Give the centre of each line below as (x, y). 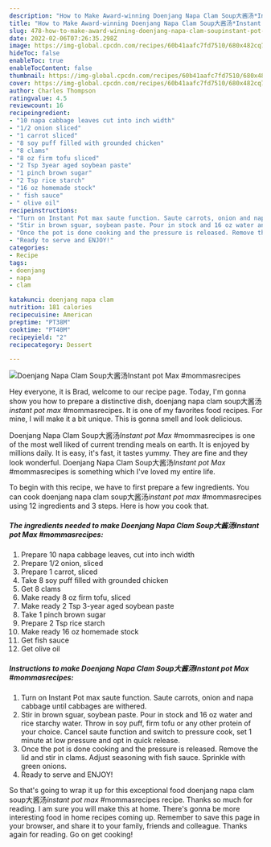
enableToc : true (36, 61)
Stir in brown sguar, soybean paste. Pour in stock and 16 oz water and (136, 715)
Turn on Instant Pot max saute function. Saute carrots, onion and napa (137, 698)
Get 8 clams (41, 589)
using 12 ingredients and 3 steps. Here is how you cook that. (109, 506)
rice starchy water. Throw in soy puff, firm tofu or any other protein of (136, 723)
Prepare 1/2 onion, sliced (62, 564)
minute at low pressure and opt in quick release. (100, 741)
